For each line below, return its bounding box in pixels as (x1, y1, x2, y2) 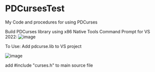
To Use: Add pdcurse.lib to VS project (5, 43, 82, 49)
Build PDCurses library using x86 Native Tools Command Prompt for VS (5, 28, 151, 34)
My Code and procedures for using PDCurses (5, 19, 97, 25)
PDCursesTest (5, 3, 65, 14)
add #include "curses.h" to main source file (5, 62, 93, 68)
